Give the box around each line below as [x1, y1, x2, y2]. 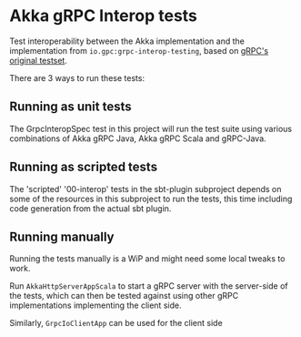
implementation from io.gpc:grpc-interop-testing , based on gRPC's [9, 45, 269, 56]
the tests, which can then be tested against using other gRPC [9, 291, 239, 301]
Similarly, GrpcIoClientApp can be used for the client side [9, 318, 223, 329]
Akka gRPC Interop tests [9, 5, 198, 26]
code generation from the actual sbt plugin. [9, 202, 172, 214]
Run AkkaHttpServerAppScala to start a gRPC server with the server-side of [9, 281, 288, 291]
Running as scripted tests [9, 159, 157, 175]
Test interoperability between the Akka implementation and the [9, 36, 246, 46]
